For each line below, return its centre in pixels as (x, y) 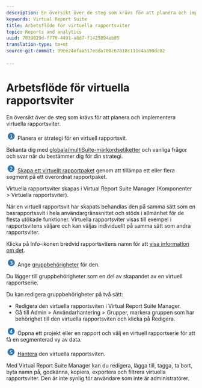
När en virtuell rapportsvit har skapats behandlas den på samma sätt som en (101, 206)
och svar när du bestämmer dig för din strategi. (65, 156)
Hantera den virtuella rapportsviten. (61, 354)
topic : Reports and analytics (44, 32)
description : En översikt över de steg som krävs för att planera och (96, 13)
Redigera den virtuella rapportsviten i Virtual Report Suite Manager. (98, 306)
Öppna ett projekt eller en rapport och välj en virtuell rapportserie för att (106, 333)
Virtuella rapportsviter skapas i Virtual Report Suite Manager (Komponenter (99, 188)
